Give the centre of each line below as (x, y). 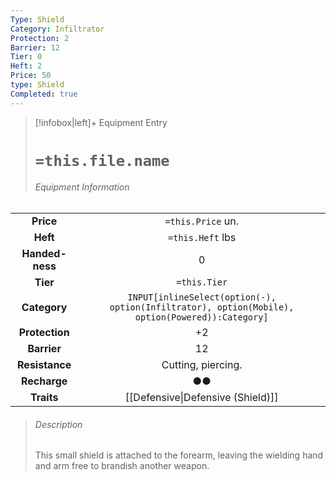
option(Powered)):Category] (201, 317)
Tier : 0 (26, 57)
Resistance (44, 365)
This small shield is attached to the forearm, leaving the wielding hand (179, 455)
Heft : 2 (26, 66)
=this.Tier (202, 282)
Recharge (44, 381)
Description (58, 424)
